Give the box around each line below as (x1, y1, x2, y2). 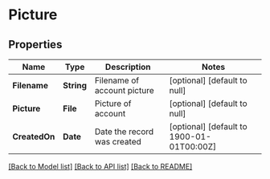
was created (94, 136, 142, 147)
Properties (8, 38, 63, 51)
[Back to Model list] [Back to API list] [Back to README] (8, 162, 193, 171)
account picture (94, 85, 154, 96)
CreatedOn (12, 131, 55, 142)
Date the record (94, 126, 154, 137)
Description (104, 62, 151, 72)
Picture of (94, 98, 132, 109)
